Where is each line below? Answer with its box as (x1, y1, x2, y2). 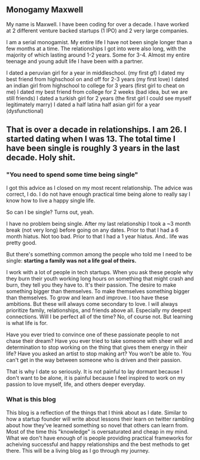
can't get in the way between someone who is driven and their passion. (6, 356, 182, 363)
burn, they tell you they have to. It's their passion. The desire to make (6, 281, 177, 289)
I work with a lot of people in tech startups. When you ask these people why (6, 268, 193, 275)
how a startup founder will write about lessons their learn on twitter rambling (6, 415, 195, 422)
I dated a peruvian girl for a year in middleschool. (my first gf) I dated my (6, 69, 185, 76)
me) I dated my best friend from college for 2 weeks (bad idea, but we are (6, 88, 188, 95)
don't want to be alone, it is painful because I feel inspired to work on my (6, 374, 185, 381)
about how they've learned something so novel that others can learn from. (6, 421, 189, 429)
